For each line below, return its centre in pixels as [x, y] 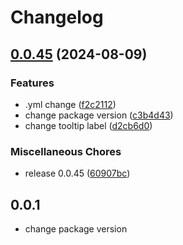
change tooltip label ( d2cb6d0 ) [88, 125]
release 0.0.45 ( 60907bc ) [77, 173]
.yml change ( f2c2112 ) [70, 104]
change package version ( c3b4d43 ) [99, 115]
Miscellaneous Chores [66, 151]
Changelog [57, 17]
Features [32, 83]
